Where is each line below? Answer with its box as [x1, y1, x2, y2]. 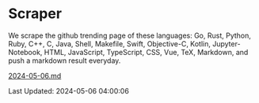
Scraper [8, 5, 62, 23]
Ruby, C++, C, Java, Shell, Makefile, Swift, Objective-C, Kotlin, [8, 39, 211, 48]
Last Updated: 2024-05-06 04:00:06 [8, 86, 129, 95]
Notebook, [8, 47, 43, 57]
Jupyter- [212, 39, 241, 48]
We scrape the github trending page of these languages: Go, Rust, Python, [8, 31, 252, 40]
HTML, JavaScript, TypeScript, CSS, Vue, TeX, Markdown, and [44, 47, 249, 57]
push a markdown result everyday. [8, 56, 121, 65]
